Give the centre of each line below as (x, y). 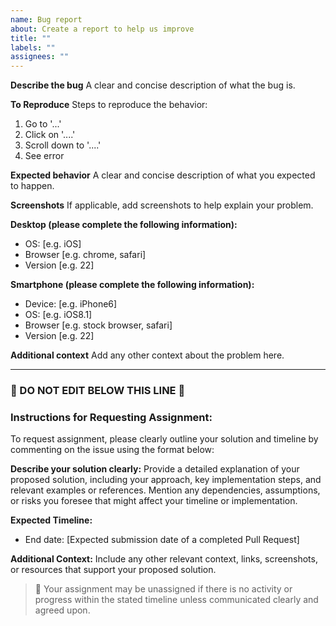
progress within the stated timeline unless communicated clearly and (176, 600)
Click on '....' (50, 135)
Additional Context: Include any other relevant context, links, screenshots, (164, 559)
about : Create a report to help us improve (102, 29)
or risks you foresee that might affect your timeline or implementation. (154, 501)
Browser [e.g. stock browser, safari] (98, 325)
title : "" (31, 38)
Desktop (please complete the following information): (124, 225)
